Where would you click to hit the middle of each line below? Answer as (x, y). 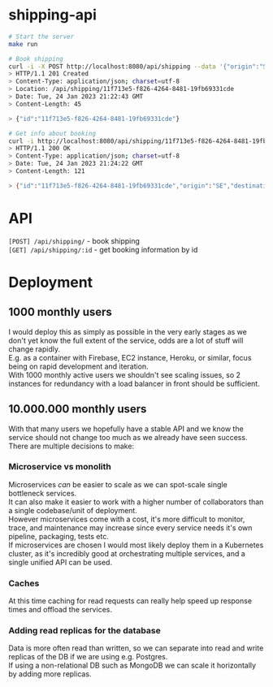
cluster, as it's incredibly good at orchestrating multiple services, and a (127, 553)
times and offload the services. (60, 610)
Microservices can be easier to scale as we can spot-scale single (118, 484)
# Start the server (41, 37)
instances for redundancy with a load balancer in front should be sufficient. (134, 383)
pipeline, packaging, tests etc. (59, 536)
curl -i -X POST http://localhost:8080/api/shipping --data (113, 67)
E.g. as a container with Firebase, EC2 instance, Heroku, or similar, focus (130, 357)
